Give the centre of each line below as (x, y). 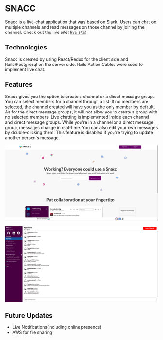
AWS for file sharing (32, 332)
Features (19, 85)
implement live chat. (25, 69)
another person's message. (33, 138)
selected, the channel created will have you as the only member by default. (80, 107)
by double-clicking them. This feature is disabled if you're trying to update (79, 132)
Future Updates (29, 316)
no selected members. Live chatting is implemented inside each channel (77, 117)
